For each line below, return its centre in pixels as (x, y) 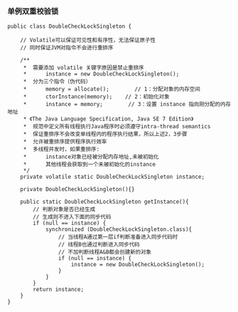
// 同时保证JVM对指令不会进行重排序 (67, 48)
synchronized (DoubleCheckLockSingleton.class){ (119, 229)
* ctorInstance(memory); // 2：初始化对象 (96, 97)
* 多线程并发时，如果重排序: (61, 150)
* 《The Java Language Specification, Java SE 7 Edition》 (108, 119)
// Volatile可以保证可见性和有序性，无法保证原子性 (88, 41)
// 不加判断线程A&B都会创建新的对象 (104, 252)
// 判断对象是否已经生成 (64, 209)
